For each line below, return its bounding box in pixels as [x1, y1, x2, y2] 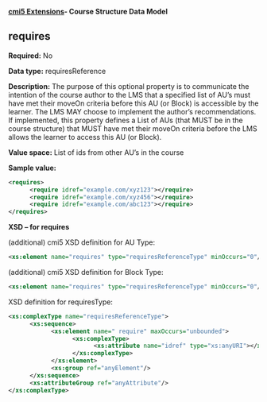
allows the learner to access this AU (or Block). [8, 132, 162, 141]
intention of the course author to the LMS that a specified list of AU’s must [8, 90, 251, 99]
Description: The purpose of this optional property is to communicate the [8, 81, 250, 91]
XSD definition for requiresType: [8, 297, 114, 307]
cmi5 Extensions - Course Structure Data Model [8, 7, 168, 16]
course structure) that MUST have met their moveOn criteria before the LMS [8, 123, 257, 133]
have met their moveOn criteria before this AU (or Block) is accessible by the [8, 99, 259, 108]
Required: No [8, 51, 53, 60]
